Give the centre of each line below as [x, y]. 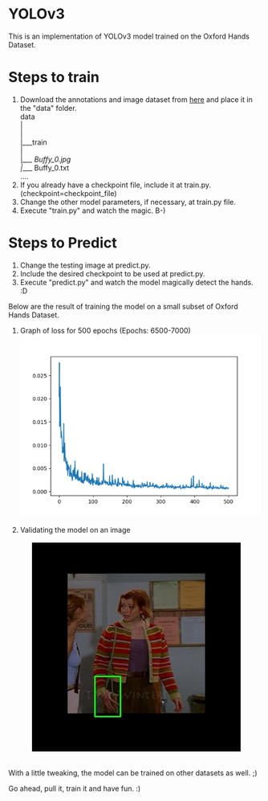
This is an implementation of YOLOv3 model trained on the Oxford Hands [129, 36]
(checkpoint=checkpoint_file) [69, 193]
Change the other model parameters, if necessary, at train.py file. [128, 202]
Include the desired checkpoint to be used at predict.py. [112, 273]
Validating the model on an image [75, 529]
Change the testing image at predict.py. [85, 265]
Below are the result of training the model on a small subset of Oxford [123, 306]
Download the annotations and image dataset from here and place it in [136, 99]
